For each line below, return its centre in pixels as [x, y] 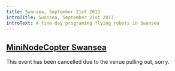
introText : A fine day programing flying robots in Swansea [83, 23]
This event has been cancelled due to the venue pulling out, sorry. [88, 62]
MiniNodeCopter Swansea [56, 47]
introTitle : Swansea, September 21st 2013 [60, 17]
